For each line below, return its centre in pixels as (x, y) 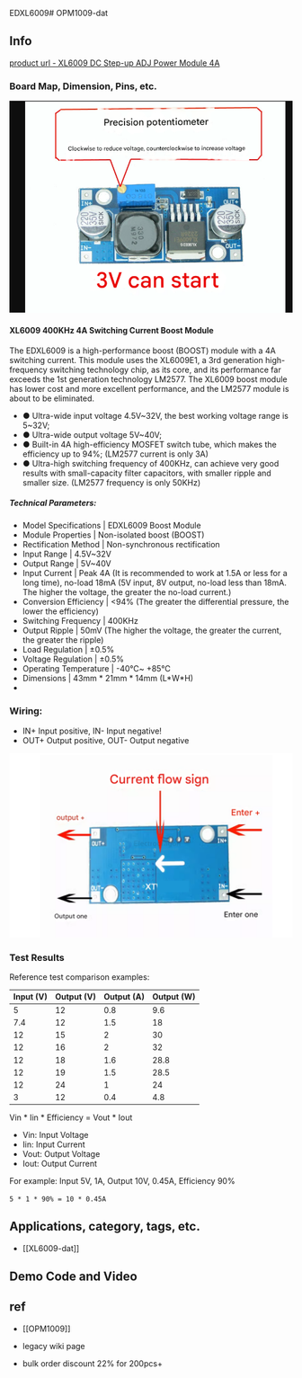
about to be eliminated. (52, 398)
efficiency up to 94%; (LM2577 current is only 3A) (115, 454)
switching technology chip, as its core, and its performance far (165, 369)
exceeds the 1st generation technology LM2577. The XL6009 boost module (148, 379)
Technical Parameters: (53, 503)
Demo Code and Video (73, 1277)
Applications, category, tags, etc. (105, 1227)
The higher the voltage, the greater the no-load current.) (127, 592)
